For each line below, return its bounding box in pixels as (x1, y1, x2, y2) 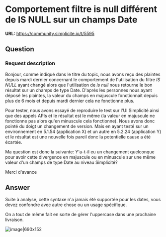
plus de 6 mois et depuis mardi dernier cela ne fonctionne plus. (5, 98, 135, 104)
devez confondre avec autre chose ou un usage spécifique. (5, 202, 127, 208)
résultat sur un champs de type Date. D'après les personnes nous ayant (5, 87, 153, 93)
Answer (5, 183, 30, 192)
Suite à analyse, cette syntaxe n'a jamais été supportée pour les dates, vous (5, 197, 161, 203)
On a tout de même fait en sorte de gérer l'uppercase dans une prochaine (5, 212, 156, 218)
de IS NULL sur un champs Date (5, 14, 138, 25)
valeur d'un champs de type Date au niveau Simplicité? (5, 159, 118, 165)
